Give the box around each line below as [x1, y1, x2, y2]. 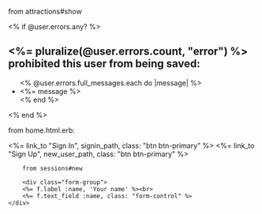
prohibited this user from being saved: [8, 57, 200, 70]
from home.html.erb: [8, 126, 75, 135]
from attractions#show [8, 7, 83, 16]
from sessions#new [22, 164, 83, 172]
